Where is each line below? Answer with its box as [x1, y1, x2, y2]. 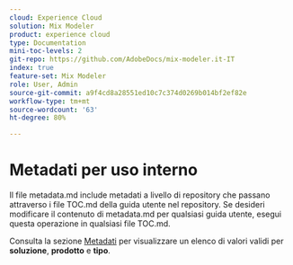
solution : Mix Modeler [9, 22, 94, 31]
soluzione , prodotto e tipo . [9, 245, 111, 256]
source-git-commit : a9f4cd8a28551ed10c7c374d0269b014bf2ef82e [9, 88, 247, 97]
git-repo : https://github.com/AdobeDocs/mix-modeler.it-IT [9, 55, 235, 64]
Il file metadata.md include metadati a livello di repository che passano [9, 190, 271, 200]
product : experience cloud [9, 30, 111, 39]
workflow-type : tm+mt [9, 96, 91, 106]
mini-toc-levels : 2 [9, 47, 83, 56]
